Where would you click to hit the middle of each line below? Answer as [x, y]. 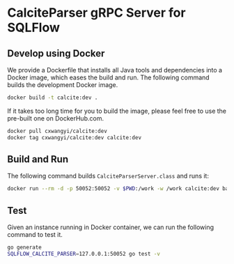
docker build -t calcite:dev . [53, 98]
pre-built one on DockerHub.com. [56, 118]
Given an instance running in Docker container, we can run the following [111, 227]
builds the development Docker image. [63, 85]
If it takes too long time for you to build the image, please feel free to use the [117, 111]
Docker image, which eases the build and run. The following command [109, 77]
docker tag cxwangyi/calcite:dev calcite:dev [74, 137]
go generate [24, 248]
